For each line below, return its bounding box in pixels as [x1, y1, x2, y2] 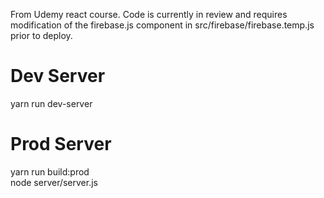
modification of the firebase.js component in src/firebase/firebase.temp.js [10, 19, 315, 31]
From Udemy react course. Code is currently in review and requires [10, 9, 288, 20]
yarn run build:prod [10, 165, 90, 178]
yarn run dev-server [10, 97, 93, 109]
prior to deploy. [10, 30, 73, 41]
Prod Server [10, 133, 112, 156]
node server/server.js [10, 176, 98, 188]
